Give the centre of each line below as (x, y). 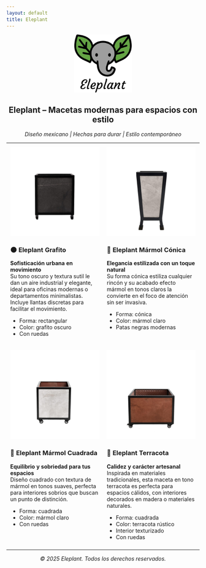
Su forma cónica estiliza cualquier (150, 276)
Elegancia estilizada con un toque (151, 263)
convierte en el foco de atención (147, 296)
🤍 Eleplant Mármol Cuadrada (54, 453)
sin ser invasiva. (127, 302)
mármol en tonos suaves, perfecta (53, 486)
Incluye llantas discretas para (47, 302)
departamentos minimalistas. (47, 296)
